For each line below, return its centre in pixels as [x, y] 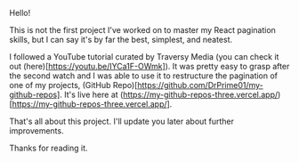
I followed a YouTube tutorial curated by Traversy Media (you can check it [144, 57]
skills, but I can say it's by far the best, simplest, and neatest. [121, 40]
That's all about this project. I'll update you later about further [121, 121]
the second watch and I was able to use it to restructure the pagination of [144, 76]
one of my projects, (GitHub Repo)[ [73, 85]
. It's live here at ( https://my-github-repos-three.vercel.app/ [169, 94]
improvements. [36, 131]
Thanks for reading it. [48, 148]
